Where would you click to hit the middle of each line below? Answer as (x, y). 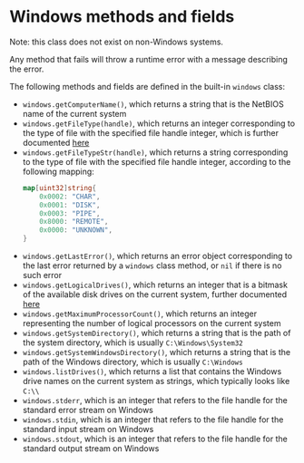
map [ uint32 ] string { (59, 188)
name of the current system (74, 113)
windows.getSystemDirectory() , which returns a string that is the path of (157, 333)
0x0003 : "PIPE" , (70, 213)
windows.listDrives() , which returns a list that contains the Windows (152, 371)
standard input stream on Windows (88, 429)
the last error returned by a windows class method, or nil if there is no (152, 265)
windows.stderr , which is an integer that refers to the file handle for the (155, 400)
